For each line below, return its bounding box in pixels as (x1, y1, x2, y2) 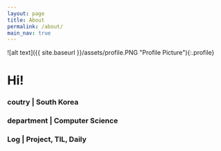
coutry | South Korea (7, 98, 79, 107)
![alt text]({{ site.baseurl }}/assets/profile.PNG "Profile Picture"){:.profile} (7, 48, 215, 57)
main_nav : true (7, 29, 51, 37)
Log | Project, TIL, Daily (7, 134, 87, 144)
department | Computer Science (7, 116, 118, 125)
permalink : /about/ (7, 23, 64, 30)
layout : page (7, 10, 45, 17)
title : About (7, 17, 45, 24)
